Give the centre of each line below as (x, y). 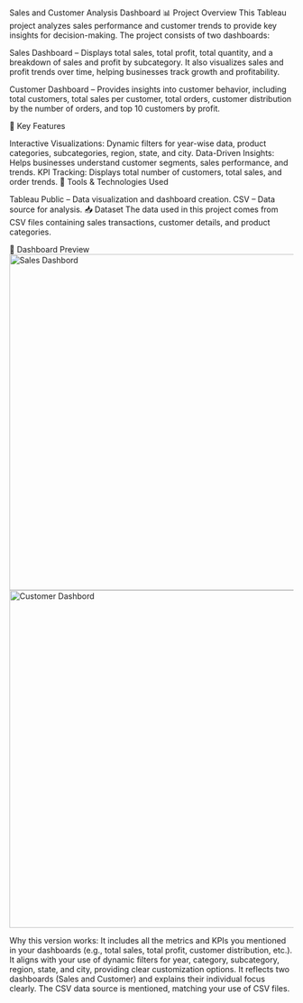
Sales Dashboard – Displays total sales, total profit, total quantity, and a (141, 53)
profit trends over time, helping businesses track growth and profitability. (145, 72)
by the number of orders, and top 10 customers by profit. (115, 108)
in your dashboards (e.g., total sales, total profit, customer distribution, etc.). (151, 950)
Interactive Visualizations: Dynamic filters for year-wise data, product (138, 143)
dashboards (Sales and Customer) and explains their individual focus (138, 979)
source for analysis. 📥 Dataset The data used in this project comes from (144, 209)
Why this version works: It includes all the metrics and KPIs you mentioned (148, 940)
